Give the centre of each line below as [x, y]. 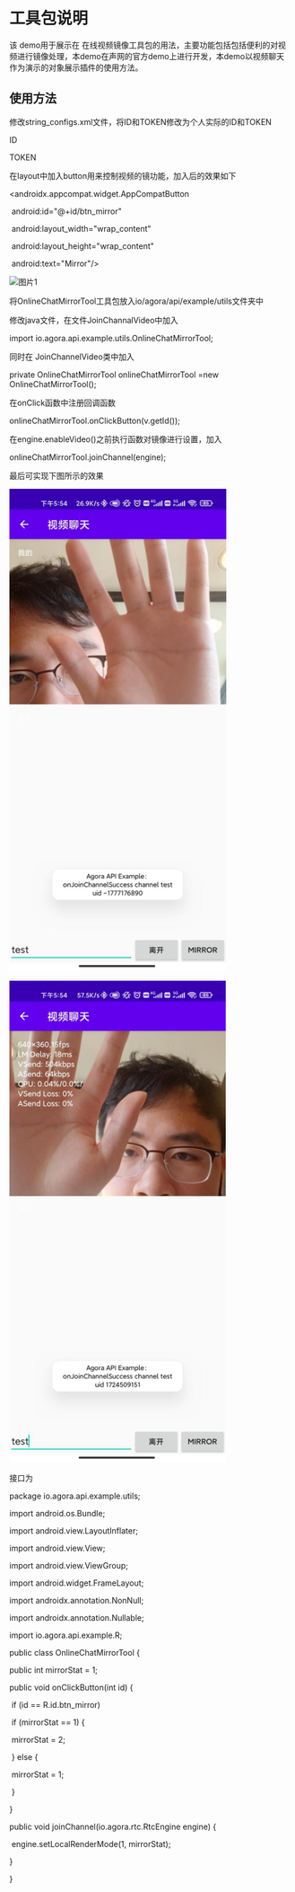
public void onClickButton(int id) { [71, 1687]
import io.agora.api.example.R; [66, 1635]
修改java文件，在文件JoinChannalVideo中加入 [94, 320]
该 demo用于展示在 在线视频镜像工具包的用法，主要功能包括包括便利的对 [144, 45]
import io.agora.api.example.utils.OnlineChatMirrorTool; [111, 338]
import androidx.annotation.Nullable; [77, 1617]
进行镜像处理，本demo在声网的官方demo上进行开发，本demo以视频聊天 [151, 56]
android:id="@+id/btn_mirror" [67, 211]
